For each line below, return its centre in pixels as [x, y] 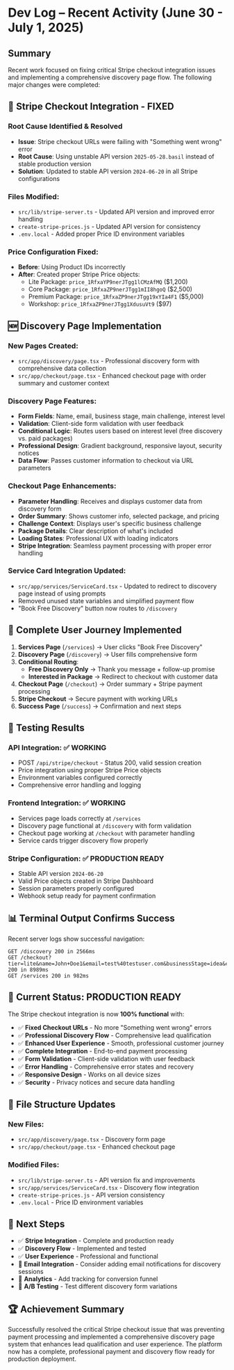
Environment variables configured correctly [80, 778]
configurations [39, 178]
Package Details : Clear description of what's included [95, 531]
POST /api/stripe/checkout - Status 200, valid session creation [110, 763]
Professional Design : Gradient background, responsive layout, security [120, 446]
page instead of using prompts [62, 594]
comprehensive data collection [62, 368]
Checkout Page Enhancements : [62, 486]
